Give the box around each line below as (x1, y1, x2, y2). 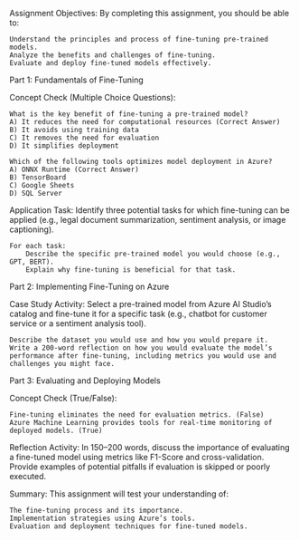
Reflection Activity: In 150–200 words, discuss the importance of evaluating (9, 442, 291, 452)
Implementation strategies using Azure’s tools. (9, 514, 196, 523)
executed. (9, 471, 47, 481)
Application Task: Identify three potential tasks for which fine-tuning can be (9, 205, 291, 216)
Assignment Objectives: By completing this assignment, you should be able (9, 8, 290, 18)
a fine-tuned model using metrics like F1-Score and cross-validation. (9, 452, 265, 462)
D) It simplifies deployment (9, 141, 119, 150)
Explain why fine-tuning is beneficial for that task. (25, 265, 237, 275)
